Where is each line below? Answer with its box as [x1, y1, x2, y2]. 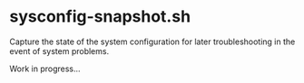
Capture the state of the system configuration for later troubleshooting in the [9, 36, 296, 47]
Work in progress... [9, 63, 81, 74]
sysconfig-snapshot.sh [9, 6, 191, 27]
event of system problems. [9, 45, 110, 56]
